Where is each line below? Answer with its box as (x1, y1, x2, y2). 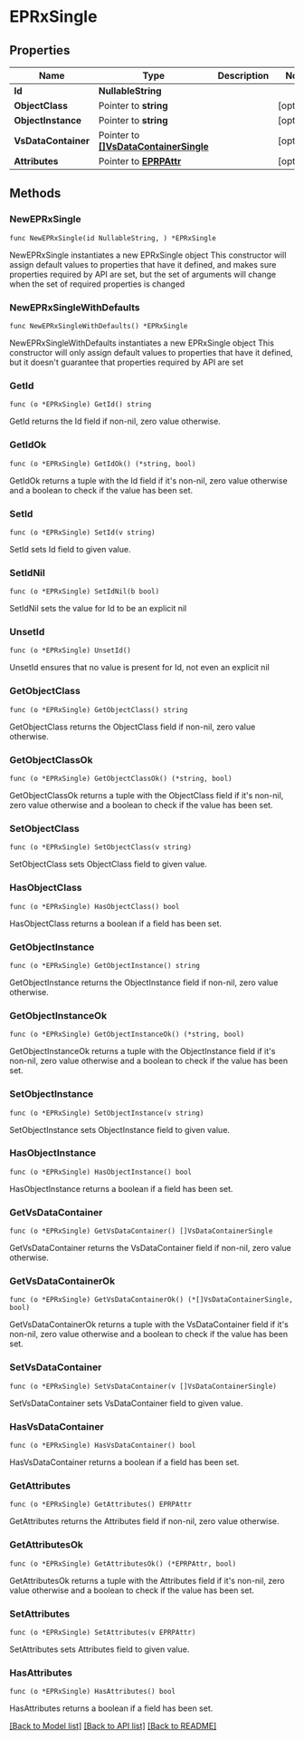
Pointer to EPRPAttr (98, 155, 182, 167)
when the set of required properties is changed (9, 279, 185, 289)
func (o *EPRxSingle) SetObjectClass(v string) (9, 843, 193, 852)
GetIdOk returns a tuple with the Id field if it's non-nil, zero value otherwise (9, 474, 288, 486)
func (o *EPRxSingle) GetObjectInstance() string (9, 961, 201, 970)
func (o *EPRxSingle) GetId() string (9, 400, 152, 409)
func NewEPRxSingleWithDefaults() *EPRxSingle (9, 321, 188, 330)
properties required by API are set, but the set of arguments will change (9, 269, 277, 279)
